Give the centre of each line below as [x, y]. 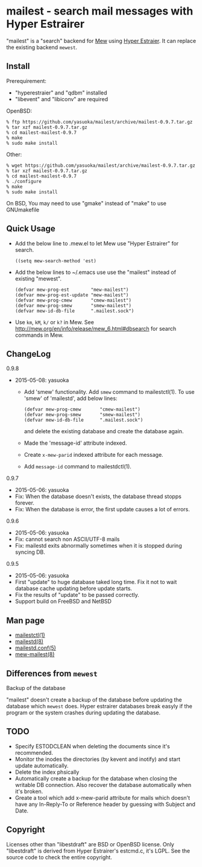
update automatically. [42, 765]
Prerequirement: [27, 81]
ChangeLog [29, 354]
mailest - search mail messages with [100, 11]
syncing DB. [30, 552]
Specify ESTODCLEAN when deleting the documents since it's [92, 746]
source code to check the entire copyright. [59, 857]
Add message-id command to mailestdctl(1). [77, 467]
